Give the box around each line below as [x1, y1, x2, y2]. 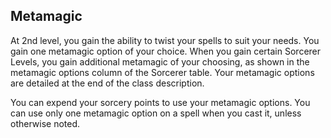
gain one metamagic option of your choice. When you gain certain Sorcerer [10, 45, 322, 57]
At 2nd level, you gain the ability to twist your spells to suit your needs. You [10, 34, 320, 46]
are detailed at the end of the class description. [10, 77, 205, 89]
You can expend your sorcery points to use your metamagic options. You [10, 96, 311, 108]
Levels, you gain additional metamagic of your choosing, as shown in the [10, 55, 310, 68]
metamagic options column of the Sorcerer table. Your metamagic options [10, 66, 315, 78]
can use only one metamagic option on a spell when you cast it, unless [10, 107, 302, 119]
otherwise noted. [10, 117, 81, 129]
